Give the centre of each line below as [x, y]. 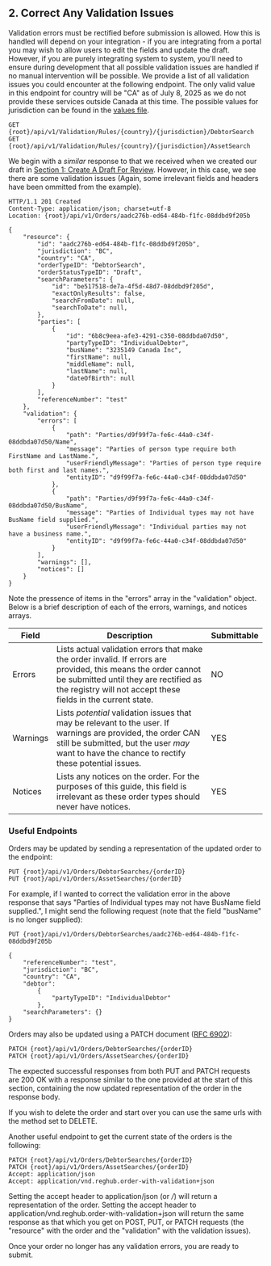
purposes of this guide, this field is [121, 786]
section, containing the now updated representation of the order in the [125, 1088]
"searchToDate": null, [90, 307]
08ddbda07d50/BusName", [48, 505]
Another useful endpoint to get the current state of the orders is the [120, 1137]
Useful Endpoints [43, 831]
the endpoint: [31, 857]
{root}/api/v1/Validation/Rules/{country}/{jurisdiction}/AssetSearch [129, 146]
